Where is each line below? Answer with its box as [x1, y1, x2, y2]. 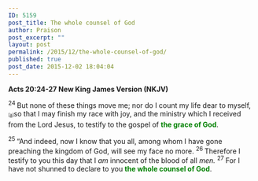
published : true [8, 56, 61, 64]
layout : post [8, 41, 51, 49]
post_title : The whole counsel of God [8, 19, 135, 27]
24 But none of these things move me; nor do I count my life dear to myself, [8, 99, 252, 110]
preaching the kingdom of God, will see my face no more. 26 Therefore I [8, 145, 241, 156]
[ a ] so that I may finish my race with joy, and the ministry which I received [8, 109, 241, 119]
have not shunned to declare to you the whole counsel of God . [8, 164, 212, 174]
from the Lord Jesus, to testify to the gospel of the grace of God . [8, 120, 219, 130]
